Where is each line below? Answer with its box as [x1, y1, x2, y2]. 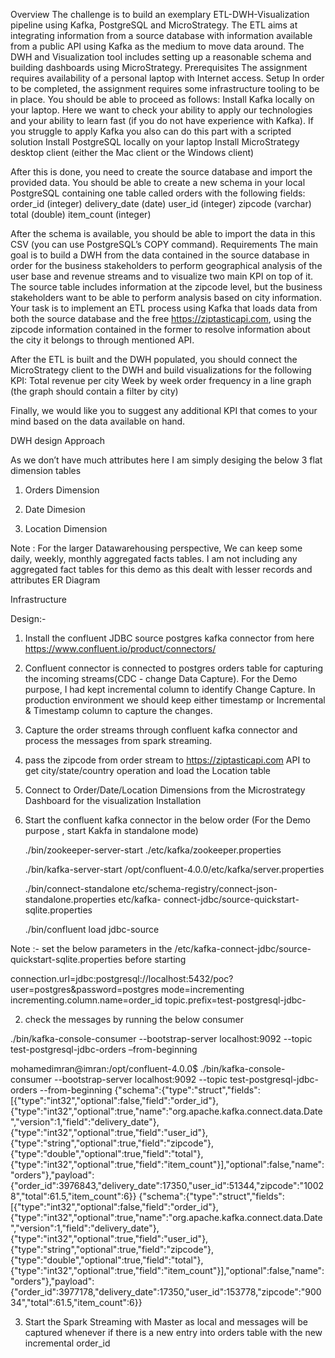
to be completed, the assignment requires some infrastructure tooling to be [10, 83, 320, 94]
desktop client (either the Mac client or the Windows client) [10, 147, 255, 158]
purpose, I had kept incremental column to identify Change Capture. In [24, 684, 316, 695]
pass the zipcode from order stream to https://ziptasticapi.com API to [24, 754, 311, 766]
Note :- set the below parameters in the [10, 943, 173, 954]
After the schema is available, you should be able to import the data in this [10, 228, 316, 239]
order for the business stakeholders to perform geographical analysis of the [10, 260, 323, 271]
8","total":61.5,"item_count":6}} [10, 1190, 137, 1202]
